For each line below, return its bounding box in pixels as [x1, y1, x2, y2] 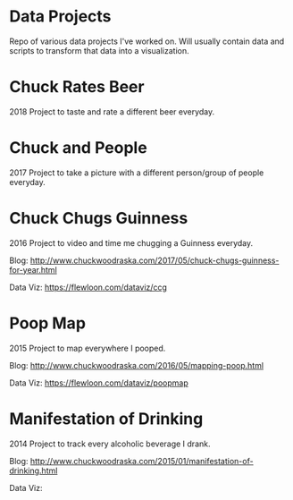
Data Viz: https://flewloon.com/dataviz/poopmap [9, 377, 189, 388]
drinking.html [9, 465, 58, 476]
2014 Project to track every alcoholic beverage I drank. [9, 438, 211, 449]
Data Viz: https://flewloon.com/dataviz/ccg [9, 282, 168, 292]
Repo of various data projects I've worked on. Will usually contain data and [9, 36, 285, 47]
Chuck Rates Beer [9, 77, 145, 97]
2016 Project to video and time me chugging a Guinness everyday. [9, 237, 254, 248]
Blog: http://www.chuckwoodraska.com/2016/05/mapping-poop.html [9, 360, 264, 370]
